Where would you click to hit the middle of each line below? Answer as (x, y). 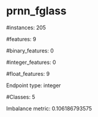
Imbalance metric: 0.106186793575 (49, 108)
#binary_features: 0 (30, 50)
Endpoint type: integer (34, 85)
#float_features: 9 (28, 73)
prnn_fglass (36, 11)
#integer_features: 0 (31, 62)
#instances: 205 (26, 27)
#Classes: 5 (21, 97)
